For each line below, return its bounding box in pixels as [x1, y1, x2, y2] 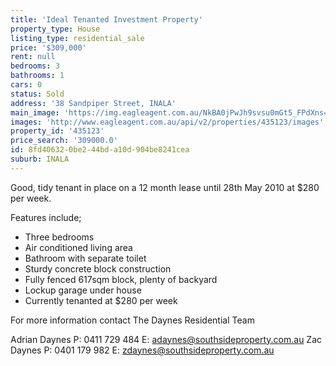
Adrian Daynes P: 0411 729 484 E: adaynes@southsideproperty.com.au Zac [10, 333, 323, 345]
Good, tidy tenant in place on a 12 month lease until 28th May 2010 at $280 [10, 181, 320, 193]
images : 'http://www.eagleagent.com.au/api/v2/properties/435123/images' [10, 117, 325, 127]
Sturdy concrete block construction [24, 262, 172, 275]
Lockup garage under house [24, 284, 142, 296]
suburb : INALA [10, 154, 70, 164]
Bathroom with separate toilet [24, 252, 147, 264]
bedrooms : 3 [10, 61, 60, 71]
